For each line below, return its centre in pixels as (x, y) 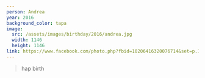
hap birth (33, 68)
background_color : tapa (37, 23)
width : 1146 (27, 40)
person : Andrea (26, 12)
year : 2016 (20, 18)
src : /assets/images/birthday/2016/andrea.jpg (72, 34)
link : (13, 51)
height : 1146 (28, 46)
